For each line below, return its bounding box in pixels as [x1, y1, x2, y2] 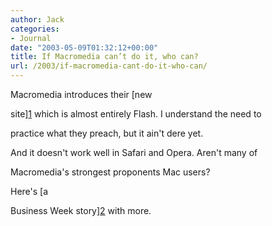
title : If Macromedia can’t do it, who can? [10, 52, 199, 62]
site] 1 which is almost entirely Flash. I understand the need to [10, 108, 262, 120]
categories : [10, 24, 60, 34]
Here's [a [10, 186, 49, 197]
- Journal [10, 33, 52, 43]
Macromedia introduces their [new [10, 89, 153, 100]
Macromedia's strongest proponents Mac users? [10, 166, 211, 178]
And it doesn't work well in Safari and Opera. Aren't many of [10, 147, 258, 158]
